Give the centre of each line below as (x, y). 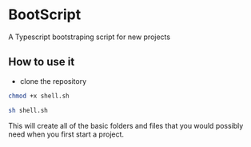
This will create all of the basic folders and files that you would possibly (126, 125)
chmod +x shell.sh (39, 96)
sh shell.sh (28, 110)
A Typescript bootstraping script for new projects (89, 37)
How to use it (42, 62)
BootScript (45, 15)
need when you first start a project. (66, 134)
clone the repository (53, 81)
